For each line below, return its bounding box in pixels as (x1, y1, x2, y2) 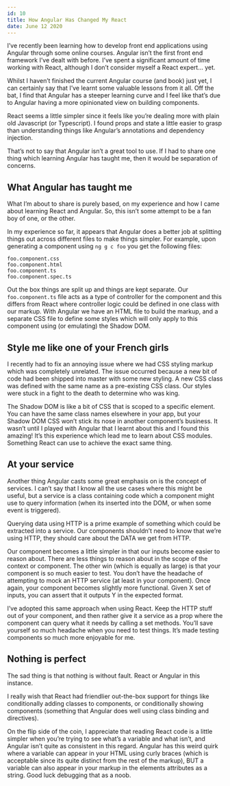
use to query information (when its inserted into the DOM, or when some (7, 499, 212, 507)
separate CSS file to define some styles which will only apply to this (7, 315, 199, 323)
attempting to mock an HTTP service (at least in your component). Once (7, 576, 211, 584)
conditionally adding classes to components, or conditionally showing (7, 699, 204, 707)
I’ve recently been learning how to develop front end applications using (7, 42, 208, 50)
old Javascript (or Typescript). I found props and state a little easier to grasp (7, 119, 222, 128)
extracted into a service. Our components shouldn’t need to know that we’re (7, 526, 222, 535)
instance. (7, 678, 34, 687)
